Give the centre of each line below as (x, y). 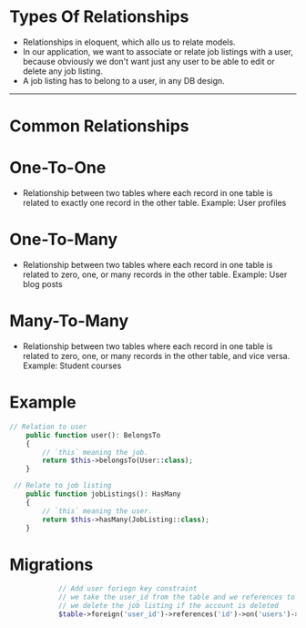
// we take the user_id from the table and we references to (177, 597)
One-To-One (58, 168)
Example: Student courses (72, 365)
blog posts (42, 284)
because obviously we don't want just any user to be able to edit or (148, 61)
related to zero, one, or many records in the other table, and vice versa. (156, 355)
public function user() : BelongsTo (93, 435)
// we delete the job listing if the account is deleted (168, 606)
